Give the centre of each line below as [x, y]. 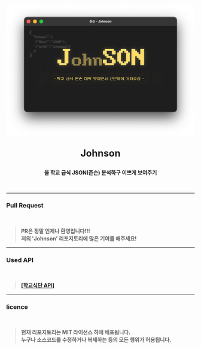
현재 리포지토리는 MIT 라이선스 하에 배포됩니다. [76, 332]
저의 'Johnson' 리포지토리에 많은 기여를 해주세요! [79, 238]
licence [17, 307]
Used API [20, 260]
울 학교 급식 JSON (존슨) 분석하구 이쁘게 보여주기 [100, 172]
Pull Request [25, 206]
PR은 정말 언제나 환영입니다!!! [55, 231]
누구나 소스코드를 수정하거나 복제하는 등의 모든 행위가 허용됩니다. [96, 340]
